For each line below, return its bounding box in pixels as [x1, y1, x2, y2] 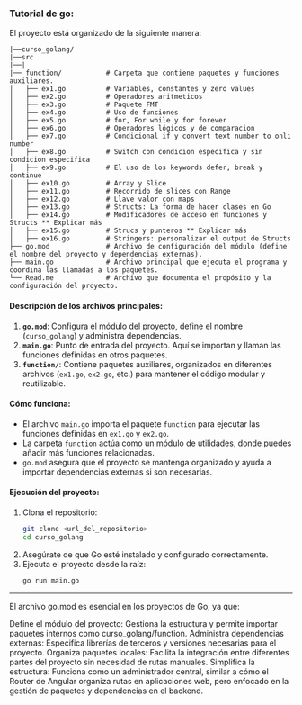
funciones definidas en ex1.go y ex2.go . [22, 428, 169, 438]
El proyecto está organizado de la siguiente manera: [9, 28, 202, 39]
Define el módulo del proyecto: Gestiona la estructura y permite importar [9, 618, 279, 628]
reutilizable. [22, 377, 66, 389]
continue [9, 171, 42, 180]
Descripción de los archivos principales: [9, 300, 164, 311]
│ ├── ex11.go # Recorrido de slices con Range [9, 187, 231, 196]
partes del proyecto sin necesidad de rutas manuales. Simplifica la [9, 656, 255, 667]
